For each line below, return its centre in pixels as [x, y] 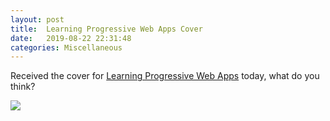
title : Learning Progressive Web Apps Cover [106, 29]
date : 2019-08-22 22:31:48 [71, 38]
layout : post [37, 19]
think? [23, 87]
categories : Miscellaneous [66, 47]
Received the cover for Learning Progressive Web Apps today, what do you [165, 76]
